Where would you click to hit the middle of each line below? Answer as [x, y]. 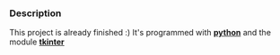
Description [35, 13]
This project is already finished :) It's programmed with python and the [140, 33]
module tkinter [37, 42]
